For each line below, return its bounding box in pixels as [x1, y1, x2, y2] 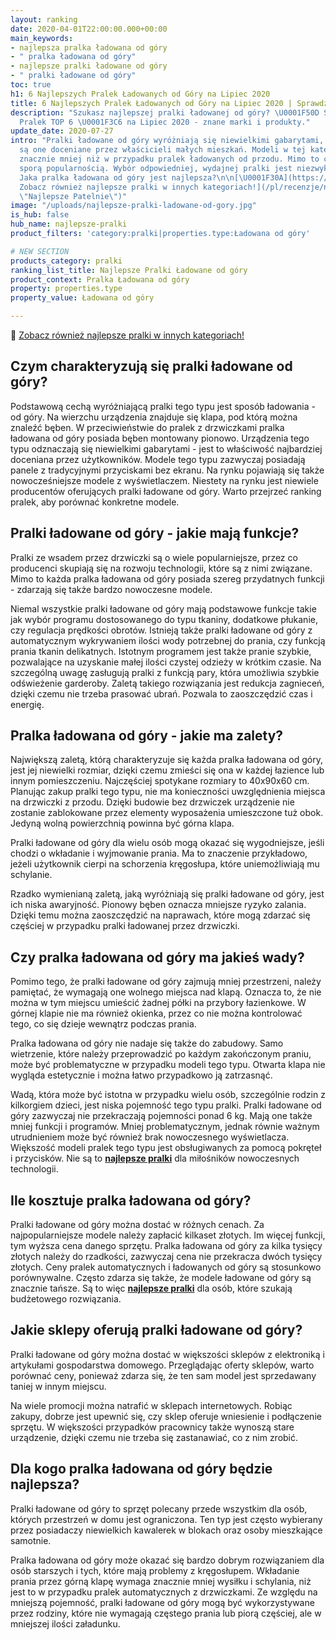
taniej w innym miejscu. [10, 1380, 107, 1392]
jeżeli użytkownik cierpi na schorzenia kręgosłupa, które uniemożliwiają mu [10, 858, 320, 870]
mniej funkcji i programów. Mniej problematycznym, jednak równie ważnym [10, 1121, 320, 1133]
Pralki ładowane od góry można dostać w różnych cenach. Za [10, 1219, 265, 1231]
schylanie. [10, 869, 53, 881]
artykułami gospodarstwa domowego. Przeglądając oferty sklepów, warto [10, 1359, 315, 1371]
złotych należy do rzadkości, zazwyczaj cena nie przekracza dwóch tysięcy [10, 1251, 323, 1263]
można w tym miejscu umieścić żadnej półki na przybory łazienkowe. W [10, 997, 307, 1009]
